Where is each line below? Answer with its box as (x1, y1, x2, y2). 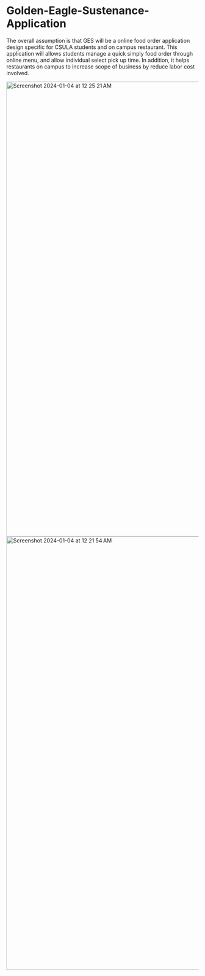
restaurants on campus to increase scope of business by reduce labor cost (6, 62, 195, 70)
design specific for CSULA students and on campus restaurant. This (6, 43, 178, 51)
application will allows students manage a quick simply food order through (6, 50, 193, 57)
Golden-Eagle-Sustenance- (6, 4, 149, 18)
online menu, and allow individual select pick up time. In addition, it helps (6, 56, 190, 64)
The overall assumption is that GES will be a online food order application (6, 37, 190, 44)
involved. (6, 69, 29, 76)
